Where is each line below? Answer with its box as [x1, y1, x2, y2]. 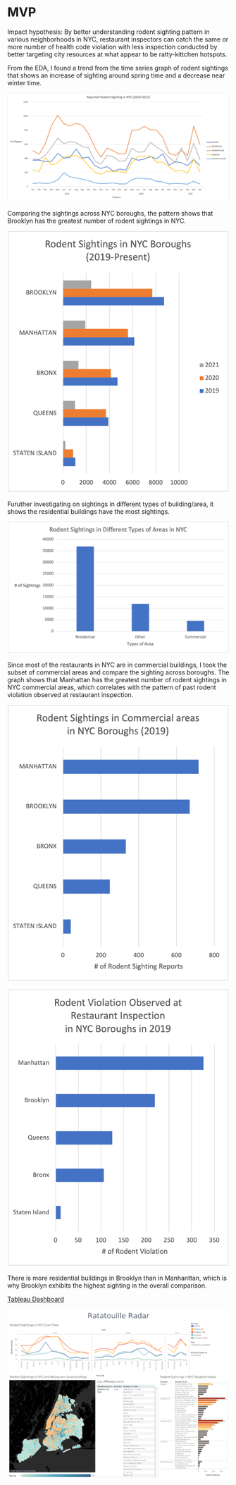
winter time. [7, 78, 42, 87]
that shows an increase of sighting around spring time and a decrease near [7, 71, 225, 80]
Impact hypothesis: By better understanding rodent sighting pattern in [7, 27, 210, 36]
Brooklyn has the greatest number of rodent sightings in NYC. [7, 216, 187, 226]
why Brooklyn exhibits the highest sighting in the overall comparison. [7, 1281, 207, 1290]
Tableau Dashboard [7, 1295, 65, 1303]
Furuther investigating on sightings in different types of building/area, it [7, 500, 213, 508]
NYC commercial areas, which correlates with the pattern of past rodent [7, 683, 216, 691]
